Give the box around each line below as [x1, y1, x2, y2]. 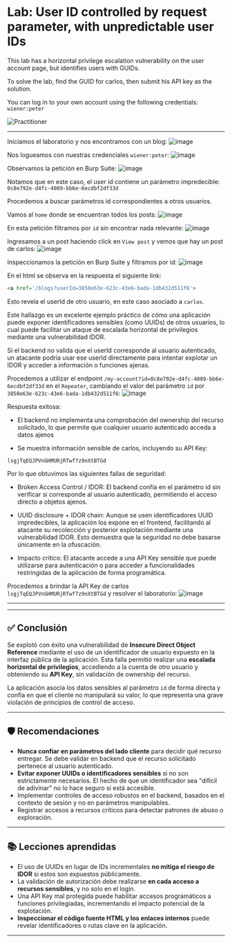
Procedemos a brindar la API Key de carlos [7, 582, 129, 590]
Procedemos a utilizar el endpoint [7, 374, 103, 383]
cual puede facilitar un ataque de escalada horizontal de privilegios [7, 325, 198, 333]
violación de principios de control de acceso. [7, 698, 135, 706]
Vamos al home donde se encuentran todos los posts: [7, 210, 157, 219]
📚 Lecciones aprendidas [7, 841, 117, 852]
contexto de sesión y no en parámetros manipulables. [17, 798, 171, 807]
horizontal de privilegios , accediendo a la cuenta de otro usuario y [7, 662, 198, 671]
